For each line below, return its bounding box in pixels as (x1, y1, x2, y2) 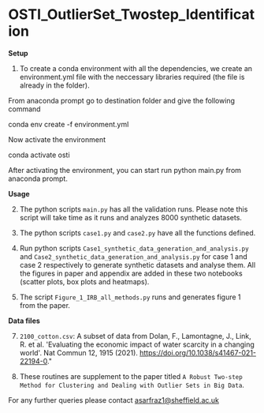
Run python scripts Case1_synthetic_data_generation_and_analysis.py (19, 243, 250, 253)
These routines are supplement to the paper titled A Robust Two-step (19, 371, 243, 381)
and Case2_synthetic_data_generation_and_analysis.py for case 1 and (19, 251, 248, 261)
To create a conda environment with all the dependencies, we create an (19, 63, 253, 73)
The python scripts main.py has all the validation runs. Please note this (19, 204, 248, 214)
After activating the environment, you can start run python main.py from (8, 165, 242, 175)
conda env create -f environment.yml (8, 119, 129, 129)
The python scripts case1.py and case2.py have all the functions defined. (19, 227, 256, 238)
